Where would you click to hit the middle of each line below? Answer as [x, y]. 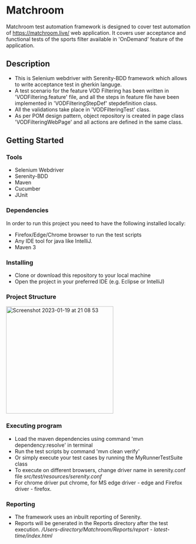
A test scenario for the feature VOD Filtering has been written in [92, 90]
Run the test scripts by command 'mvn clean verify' [77, 451]
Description [28, 64]
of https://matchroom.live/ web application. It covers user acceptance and [96, 32]
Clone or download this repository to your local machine [83, 275]
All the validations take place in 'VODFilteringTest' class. [83, 109]
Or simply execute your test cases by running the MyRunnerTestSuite [99, 457]
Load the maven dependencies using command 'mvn [79, 439]
